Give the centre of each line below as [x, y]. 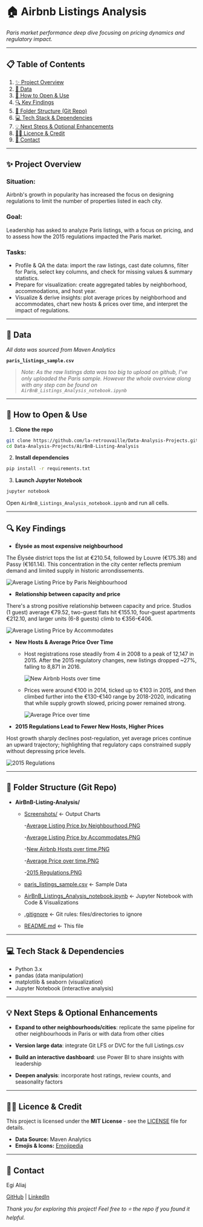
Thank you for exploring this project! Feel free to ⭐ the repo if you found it [98, 1209]
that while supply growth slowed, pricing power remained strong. [105, 703]
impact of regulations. [42, 311]
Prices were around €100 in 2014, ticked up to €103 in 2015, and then [110, 690]
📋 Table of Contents [46, 64]
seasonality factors [39, 1082]
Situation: [21, 182]
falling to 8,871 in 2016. [53, 666]
